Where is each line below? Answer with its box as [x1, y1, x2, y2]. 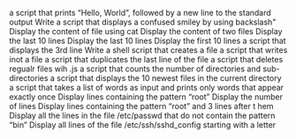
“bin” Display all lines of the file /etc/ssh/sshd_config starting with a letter [9, 120, 277, 130]
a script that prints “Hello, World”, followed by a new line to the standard [9, 8, 271, 18]
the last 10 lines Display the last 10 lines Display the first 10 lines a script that [9, 35, 286, 46]
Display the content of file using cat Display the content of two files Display [9, 26, 283, 36]
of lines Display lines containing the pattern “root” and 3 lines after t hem [9, 101, 274, 111]
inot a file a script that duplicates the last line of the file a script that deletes [9, 55, 284, 64]
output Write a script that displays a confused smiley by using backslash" [9, 17, 277, 27]
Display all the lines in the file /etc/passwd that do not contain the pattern [9, 110, 276, 121]
